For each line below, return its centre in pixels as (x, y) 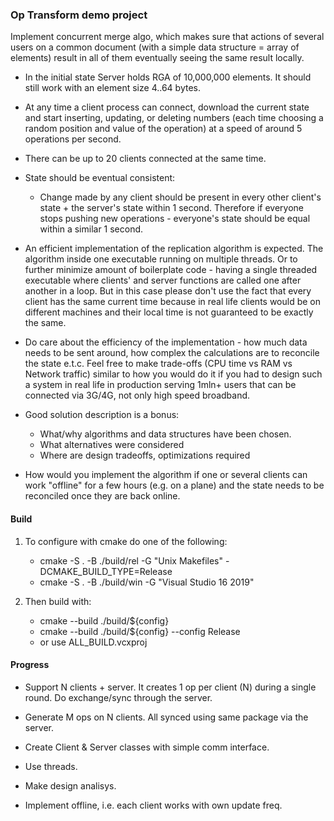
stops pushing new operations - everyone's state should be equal (175, 219)
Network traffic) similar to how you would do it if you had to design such (173, 374)
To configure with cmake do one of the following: (126, 541)
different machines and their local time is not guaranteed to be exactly (169, 312)
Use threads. (51, 766)
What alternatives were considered (112, 445)
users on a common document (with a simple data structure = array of (155, 47)
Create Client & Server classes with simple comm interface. (147, 747)
